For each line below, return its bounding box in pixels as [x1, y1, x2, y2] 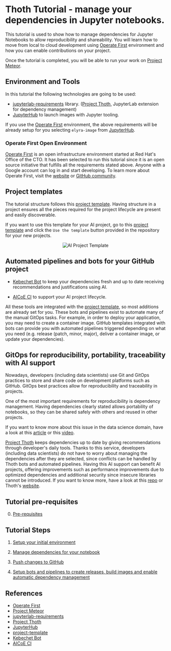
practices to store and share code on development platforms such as [5, 377, 150, 383]
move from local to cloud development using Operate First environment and [5, 42, 164, 48]
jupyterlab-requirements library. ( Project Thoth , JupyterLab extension [12, 101, 159, 107]
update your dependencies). [5, 336, 65, 342]
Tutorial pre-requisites [5, 497, 78, 506]
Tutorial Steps [5, 525, 51, 535]
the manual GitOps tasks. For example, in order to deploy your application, [5, 314, 161, 320]
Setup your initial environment [12, 539, 76, 545]
